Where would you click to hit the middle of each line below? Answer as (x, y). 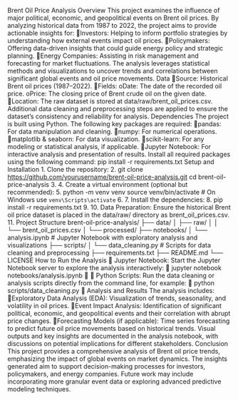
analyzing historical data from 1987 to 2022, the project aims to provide (112, 25)
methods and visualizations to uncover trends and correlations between (113, 71)
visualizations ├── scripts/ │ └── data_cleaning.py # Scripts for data (109, 245)
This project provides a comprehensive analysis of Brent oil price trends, (114, 351)
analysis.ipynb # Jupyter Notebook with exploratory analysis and (103, 237)
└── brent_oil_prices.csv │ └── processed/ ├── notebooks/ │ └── (108, 230)
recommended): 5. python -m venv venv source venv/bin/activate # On (112, 192)
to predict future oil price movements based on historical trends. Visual (112, 328)
